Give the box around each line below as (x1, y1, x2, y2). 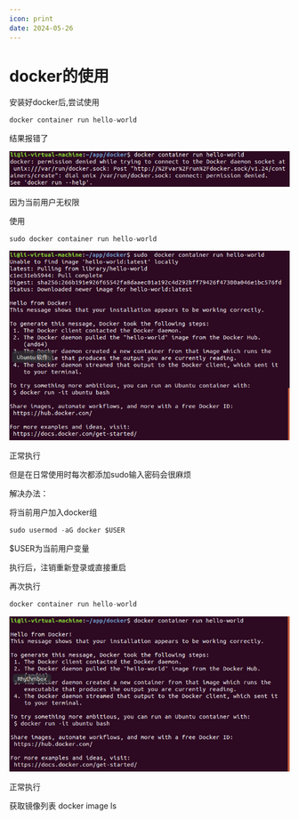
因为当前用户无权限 (9, 197, 80, 207)
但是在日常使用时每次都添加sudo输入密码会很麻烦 (9, 470, 191, 480)
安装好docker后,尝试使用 (9, 97, 100, 108)
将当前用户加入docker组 (9, 507, 98, 518)
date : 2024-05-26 (9, 23, 74, 33)
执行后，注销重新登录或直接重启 (9, 562, 126, 573)
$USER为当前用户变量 (9, 543, 90, 554)
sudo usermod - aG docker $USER (9, 526, 125, 535)
